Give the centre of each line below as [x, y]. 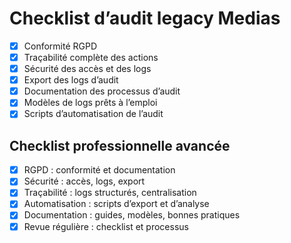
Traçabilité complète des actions [91, 57]
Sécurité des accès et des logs [87, 69]
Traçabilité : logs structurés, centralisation [110, 193]
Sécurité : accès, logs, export [84, 181]
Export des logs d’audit [71, 80]
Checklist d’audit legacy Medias [145, 18]
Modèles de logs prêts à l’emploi [90, 103]
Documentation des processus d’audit [102, 91]
